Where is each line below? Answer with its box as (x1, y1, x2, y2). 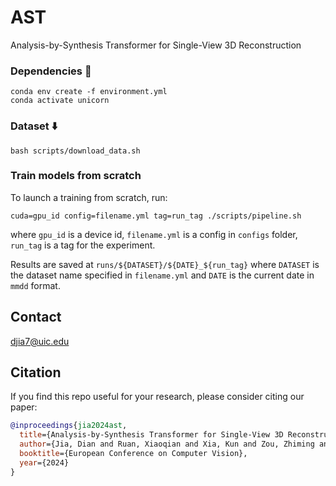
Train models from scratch (10, 169, 142, 183)
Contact (10, 309, 62, 326)
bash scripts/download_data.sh (10, 146, 141, 156)
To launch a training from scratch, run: (10, 191, 168, 203)
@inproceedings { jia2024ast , (10, 421, 128, 431)
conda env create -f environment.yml (10, 87, 168, 97)
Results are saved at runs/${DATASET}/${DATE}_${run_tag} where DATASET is (10, 258, 320, 270)
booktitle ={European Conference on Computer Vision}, (19, 449, 248, 459)
